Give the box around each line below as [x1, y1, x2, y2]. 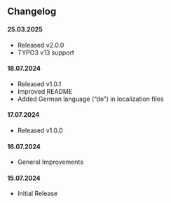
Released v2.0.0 [17, 41, 64, 49]
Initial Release [17, 189, 58, 198]
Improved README [17, 87, 73, 95]
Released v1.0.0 [17, 126, 63, 134]
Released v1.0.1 [17, 80, 62, 88]
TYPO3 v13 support [17, 48, 75, 57]
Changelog [7, 6, 57, 17]
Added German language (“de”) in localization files [17, 94, 164, 103]
